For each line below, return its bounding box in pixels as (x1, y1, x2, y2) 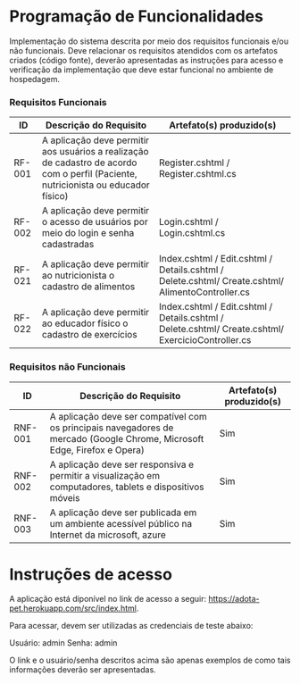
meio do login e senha (41, 227, 135, 239)
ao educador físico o (41, 317, 129, 329)
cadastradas (41, 238, 95, 251)
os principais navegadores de (49, 421, 174, 434)
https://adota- (208, 594, 261, 605)
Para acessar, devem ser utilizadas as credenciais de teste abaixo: (9, 621, 254, 631)
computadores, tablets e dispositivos (49, 480, 204, 493)
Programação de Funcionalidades (9, 6, 263, 27)
